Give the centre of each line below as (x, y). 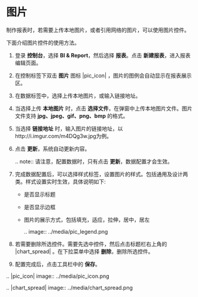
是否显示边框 (39, 207)
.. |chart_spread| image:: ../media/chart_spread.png (70, 287)
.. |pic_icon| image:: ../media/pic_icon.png (58, 276)
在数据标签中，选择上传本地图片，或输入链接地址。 (78, 96)
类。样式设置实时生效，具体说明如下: (60, 181)
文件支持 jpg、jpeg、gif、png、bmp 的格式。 (71, 116)
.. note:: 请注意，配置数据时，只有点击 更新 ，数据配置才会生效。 (94, 161)
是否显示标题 (39, 194)
